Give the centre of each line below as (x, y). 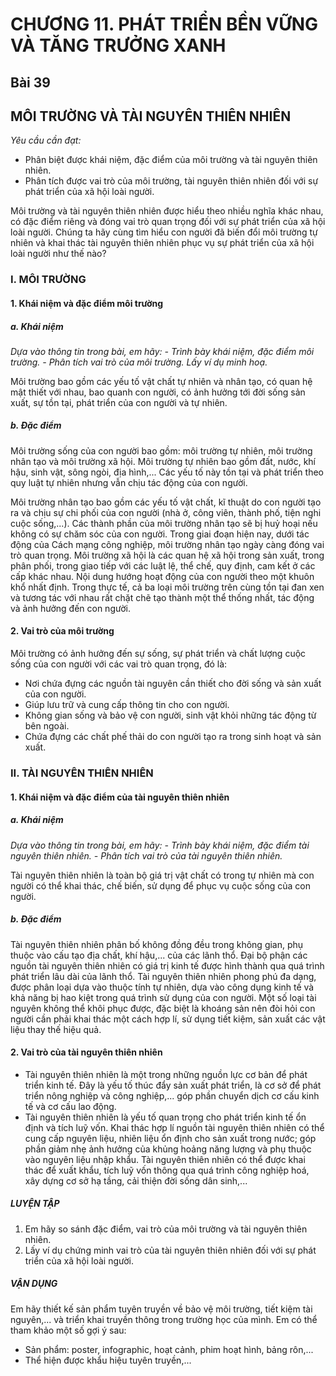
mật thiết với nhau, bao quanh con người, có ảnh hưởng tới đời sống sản (158, 392)
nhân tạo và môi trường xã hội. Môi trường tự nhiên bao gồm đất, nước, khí (163, 461)
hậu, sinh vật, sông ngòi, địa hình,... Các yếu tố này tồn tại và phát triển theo (167, 472)
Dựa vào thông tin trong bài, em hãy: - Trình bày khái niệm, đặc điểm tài (160, 845)
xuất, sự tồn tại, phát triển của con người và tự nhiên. (119, 402)
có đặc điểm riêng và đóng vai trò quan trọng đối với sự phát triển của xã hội (168, 222)
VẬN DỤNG (34, 1284)
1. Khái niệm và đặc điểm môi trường (87, 303)
